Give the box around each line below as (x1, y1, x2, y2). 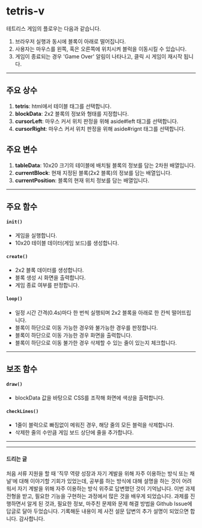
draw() (6, 381, 23, 387)
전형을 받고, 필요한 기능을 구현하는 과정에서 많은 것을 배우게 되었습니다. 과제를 (6, 492, 189, 500)
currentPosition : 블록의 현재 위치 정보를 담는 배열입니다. (14, 177, 150, 184)
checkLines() (6, 408, 39, 414)
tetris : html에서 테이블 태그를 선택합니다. (14, 102, 112, 110)
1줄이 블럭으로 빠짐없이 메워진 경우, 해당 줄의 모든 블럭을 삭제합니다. (14, 421, 174, 429)
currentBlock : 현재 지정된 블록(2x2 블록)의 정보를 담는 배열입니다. (14, 169, 173, 176)
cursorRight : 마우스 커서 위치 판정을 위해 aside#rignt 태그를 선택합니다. (14, 125, 186, 132)
